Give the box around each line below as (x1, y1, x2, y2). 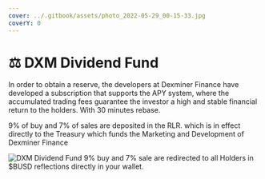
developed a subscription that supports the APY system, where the (8, 89, 230, 98)
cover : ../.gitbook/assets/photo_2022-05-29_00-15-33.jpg (8, 11, 206, 20)
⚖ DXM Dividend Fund (8, 54, 159, 72)
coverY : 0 (8, 19, 42, 27)
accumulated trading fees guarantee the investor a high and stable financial (8, 97, 258, 106)
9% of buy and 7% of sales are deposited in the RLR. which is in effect (8, 121, 241, 130)
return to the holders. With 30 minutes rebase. (8, 105, 161, 115)
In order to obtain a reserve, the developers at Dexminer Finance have (8, 80, 239, 89)
